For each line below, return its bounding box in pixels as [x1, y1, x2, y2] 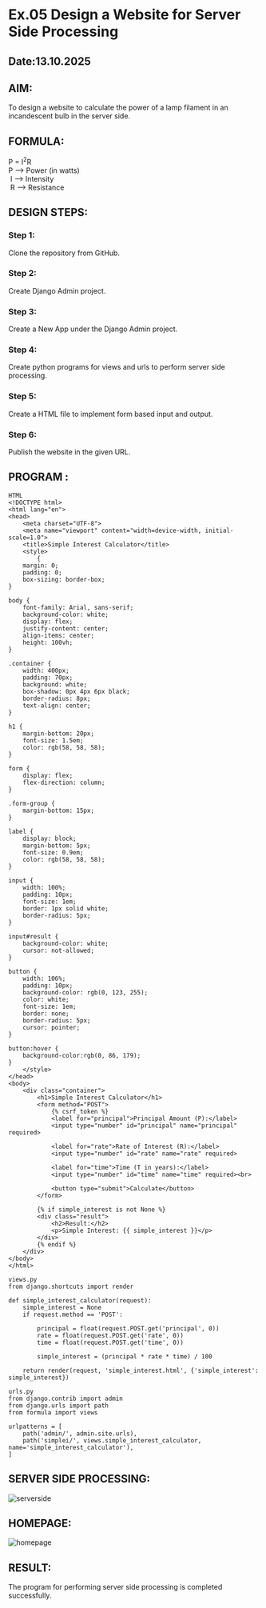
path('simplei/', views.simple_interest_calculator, [22, 1436, 202, 1445]
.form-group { [8, 799, 56, 807]
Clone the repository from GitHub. [8, 248, 120, 258]
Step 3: [8, 306, 38, 317]
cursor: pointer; [22, 1023, 81, 1031]
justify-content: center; [22, 624, 109, 633]
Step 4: [8, 344, 38, 355]
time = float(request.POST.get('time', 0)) [37, 1338, 184, 1346]
